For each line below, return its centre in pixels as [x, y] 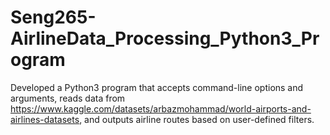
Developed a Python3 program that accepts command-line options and [157, 87]
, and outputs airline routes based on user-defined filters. [197, 119]
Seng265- [53, 17]
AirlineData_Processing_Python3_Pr [165, 38]
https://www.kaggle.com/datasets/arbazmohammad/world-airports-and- [161, 108]
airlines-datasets [45, 119]
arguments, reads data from [68, 98]
